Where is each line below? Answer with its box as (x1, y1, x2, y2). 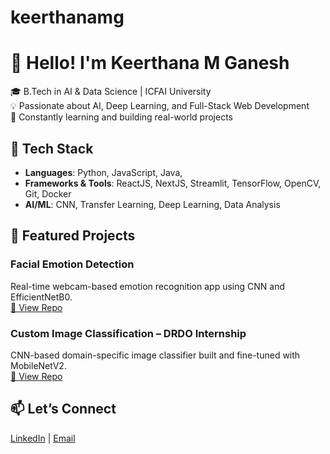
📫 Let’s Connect (10, 401, 117, 418)
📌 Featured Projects (10, 227, 136, 245)
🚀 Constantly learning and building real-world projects (10, 111, 233, 123)
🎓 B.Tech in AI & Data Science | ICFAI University (10, 86, 212, 98)
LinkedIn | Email (10, 432, 76, 444)
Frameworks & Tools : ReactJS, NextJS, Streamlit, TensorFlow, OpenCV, (24, 177, 322, 189)
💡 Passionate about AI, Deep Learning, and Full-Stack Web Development (10, 100, 310, 112)
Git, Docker (24, 187, 72, 200)
